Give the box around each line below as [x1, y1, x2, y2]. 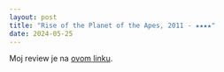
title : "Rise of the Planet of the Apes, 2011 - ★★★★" [9, 21, 216, 30]
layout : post [9, 12, 58, 22]
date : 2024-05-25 [9, 29, 73, 38]
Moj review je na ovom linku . [9, 54, 113, 64]
